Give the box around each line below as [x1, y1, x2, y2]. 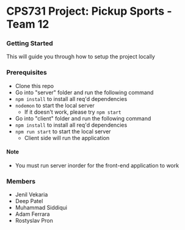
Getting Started [6, 39, 53, 48]
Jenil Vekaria [15, 191, 48, 198]
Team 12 [6, 17, 49, 31]
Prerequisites [6, 69, 47, 77]
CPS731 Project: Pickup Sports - [6, 4, 172, 18]
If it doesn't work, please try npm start [24, 108, 122, 116]
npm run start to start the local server [15, 127, 111, 135]
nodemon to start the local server [15, 102, 95, 109]
